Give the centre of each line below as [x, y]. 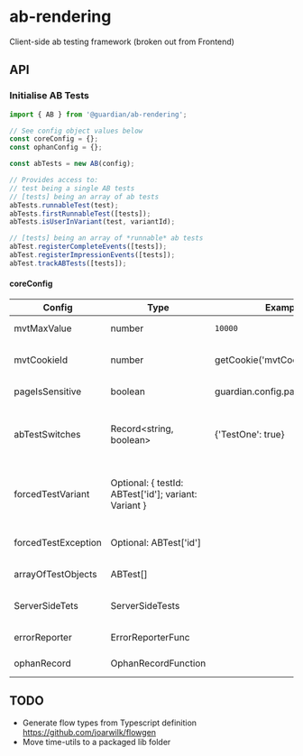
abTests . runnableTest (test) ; [64, 205]
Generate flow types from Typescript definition [109, 723]
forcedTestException [58, 542]
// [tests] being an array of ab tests [84, 197]
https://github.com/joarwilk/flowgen [89, 732]
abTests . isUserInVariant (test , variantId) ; [92, 222]
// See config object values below [76, 131]
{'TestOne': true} [250, 434]
